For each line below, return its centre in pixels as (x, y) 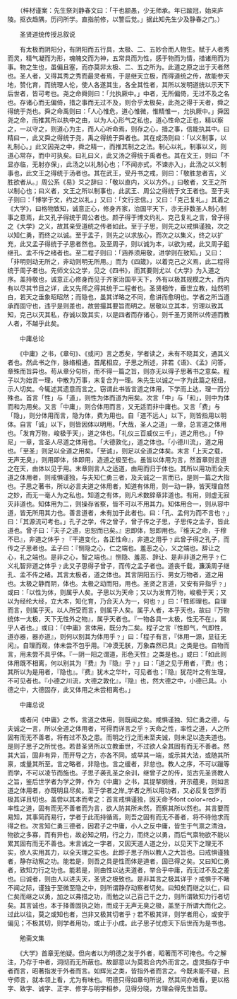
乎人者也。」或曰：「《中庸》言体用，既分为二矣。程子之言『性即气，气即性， (117, 628)
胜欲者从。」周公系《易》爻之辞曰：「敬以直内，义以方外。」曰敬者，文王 (111, 182)
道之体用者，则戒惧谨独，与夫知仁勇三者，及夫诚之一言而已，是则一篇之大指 (119, 477)
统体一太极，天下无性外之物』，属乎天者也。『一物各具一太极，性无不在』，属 (117, 619)
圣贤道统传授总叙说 (47, 34)
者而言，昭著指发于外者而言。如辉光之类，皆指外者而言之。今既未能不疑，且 (119, 971)
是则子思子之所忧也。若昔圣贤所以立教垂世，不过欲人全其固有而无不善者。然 (119, 746)
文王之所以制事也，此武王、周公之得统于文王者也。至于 (143, 191)
